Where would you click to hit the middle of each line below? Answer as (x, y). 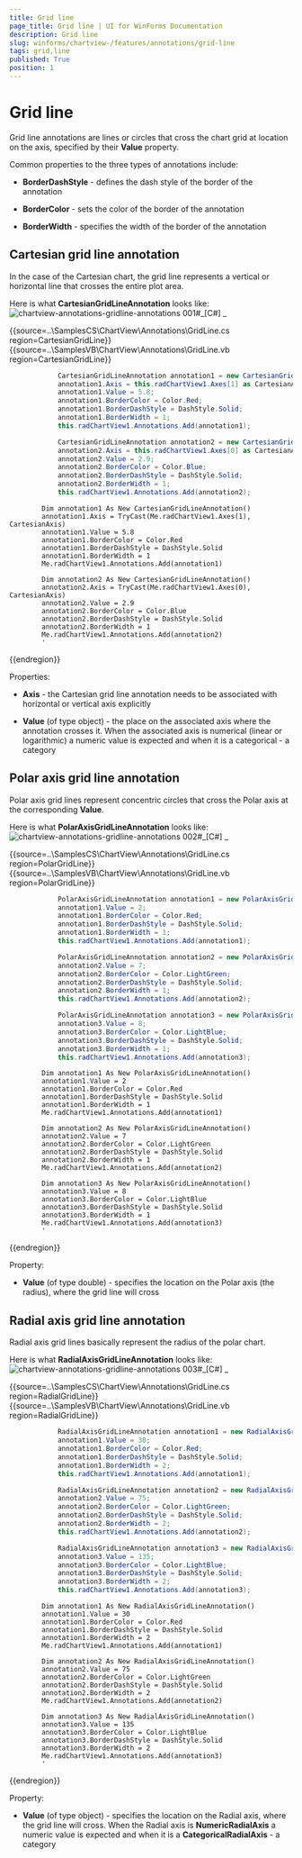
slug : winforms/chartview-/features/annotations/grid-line (122, 43)
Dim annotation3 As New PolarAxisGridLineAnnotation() (147, 1184)
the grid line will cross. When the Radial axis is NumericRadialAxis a (149, 1825)
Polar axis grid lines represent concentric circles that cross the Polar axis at (149, 800)
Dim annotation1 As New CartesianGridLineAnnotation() (147, 508)
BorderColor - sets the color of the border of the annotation (133, 209)
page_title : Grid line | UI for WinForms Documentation (116, 26)
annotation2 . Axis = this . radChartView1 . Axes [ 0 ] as (154, 450)
